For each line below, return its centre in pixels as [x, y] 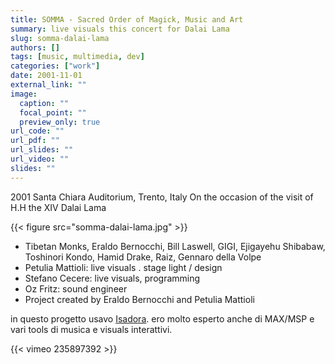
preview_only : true [60, 122]
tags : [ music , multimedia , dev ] [77, 57]
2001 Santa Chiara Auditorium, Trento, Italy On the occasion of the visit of [162, 197]
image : [24, 94]
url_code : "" [37, 131]
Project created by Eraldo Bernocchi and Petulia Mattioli [139, 299]
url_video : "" [40, 159]
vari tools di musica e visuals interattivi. [91, 329]
